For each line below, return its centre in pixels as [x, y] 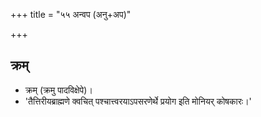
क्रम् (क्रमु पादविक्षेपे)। [58, 90]
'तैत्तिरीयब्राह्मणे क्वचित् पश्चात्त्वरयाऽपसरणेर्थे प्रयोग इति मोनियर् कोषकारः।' [138, 101]
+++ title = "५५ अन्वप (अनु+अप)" [71, 14]
